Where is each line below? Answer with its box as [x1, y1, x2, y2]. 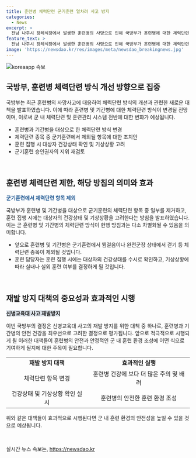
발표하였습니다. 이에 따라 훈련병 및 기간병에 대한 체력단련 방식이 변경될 [16, 106, 177, 113]
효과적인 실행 [121, 359, 156, 367]
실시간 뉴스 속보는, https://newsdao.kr [6, 446, 95, 453]
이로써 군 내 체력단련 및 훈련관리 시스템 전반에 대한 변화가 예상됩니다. [18, 113, 176, 120]
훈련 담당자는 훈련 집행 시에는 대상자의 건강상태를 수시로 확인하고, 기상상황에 [14, 256, 190, 263]
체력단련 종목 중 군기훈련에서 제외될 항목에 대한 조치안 [14, 133, 138, 140]
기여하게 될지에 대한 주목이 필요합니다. [6, 345, 93, 352]
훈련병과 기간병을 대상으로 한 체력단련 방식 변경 [14, 126, 123, 133]
